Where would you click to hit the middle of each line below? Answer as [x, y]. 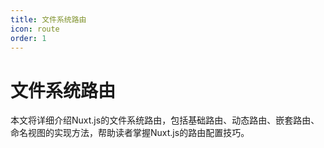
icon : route [35, 29]
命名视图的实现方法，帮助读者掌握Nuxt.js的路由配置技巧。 [130, 133]
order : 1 [28, 38]
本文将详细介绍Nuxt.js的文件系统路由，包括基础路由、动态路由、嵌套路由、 [165, 120]
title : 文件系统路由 [48, 19]
